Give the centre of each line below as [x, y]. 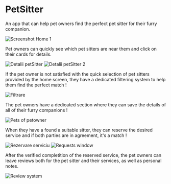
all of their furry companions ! [36, 110]
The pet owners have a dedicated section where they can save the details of [86, 105]
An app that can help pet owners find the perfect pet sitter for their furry [81, 24]
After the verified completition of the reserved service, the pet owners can [83, 155]
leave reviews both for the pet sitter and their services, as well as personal [83, 160]
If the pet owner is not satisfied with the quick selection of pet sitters [77, 74]
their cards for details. [29, 54]
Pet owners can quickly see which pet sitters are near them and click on [81, 49]
